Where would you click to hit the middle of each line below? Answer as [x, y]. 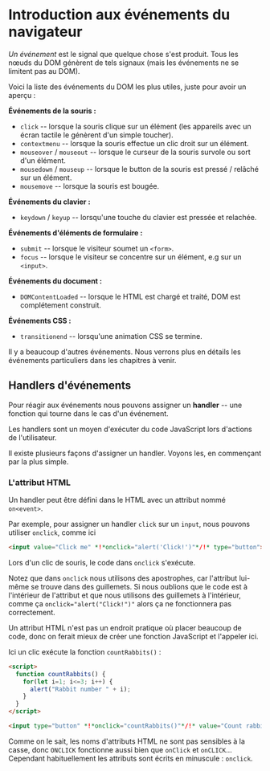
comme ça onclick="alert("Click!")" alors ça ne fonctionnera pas [120, 603]
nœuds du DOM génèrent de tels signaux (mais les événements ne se [124, 63]
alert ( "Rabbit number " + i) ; [80, 689]
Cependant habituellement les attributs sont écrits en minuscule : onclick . [131, 758]
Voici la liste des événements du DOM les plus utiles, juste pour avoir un [127, 87]
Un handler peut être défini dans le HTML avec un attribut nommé [117, 500]
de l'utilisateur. [33, 437]
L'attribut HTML [39, 482]
